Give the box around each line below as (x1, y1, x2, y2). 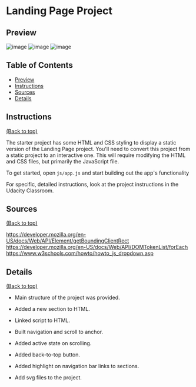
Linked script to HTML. (14, 317, 71, 324)
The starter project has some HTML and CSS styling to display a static (6, 139, 177, 146)
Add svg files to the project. (14, 374, 82, 381)
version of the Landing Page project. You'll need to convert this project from (6, 145, 190, 152)
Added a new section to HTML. (14, 306, 90, 313)
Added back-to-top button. (14, 351, 81, 358)
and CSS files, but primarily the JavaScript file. (6, 158, 119, 165)
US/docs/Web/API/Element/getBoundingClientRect (6, 237, 129, 244)
